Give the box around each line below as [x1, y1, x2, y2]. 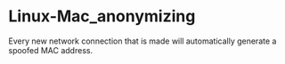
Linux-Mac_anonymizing [8, 6, 196, 27]
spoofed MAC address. [8, 44, 94, 55]
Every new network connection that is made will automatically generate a [8, 36, 277, 46]
